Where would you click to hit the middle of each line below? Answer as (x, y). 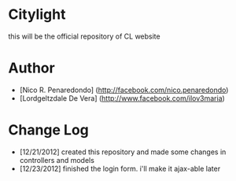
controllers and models (57, 160)
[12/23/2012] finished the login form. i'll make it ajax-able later (120, 168)
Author (31, 68)
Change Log (48, 130)
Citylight (37, 15)
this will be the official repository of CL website (84, 36)
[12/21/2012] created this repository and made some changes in (123, 152)
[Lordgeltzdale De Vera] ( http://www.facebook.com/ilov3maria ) (122, 98)
